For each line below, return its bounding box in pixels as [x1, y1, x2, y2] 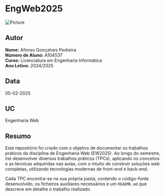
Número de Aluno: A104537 [5, 52, 63, 58]
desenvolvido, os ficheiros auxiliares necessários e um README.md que [5, 181, 147, 187]
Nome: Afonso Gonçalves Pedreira [5, 47, 76, 52]
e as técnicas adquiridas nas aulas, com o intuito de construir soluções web [5, 161, 160, 167]
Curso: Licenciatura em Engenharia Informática [5, 57, 103, 63]
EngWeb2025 [5, 3, 63, 14]
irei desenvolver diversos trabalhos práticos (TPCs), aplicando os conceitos [5, 155, 160, 161]
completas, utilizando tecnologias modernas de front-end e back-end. [5, 166, 149, 172]
